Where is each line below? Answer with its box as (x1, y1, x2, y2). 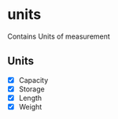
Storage (18, 84, 45, 94)
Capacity (18, 75, 49, 84)
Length (18, 93, 42, 102)
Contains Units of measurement (7, 32, 111, 41)
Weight (18, 102, 42, 111)
